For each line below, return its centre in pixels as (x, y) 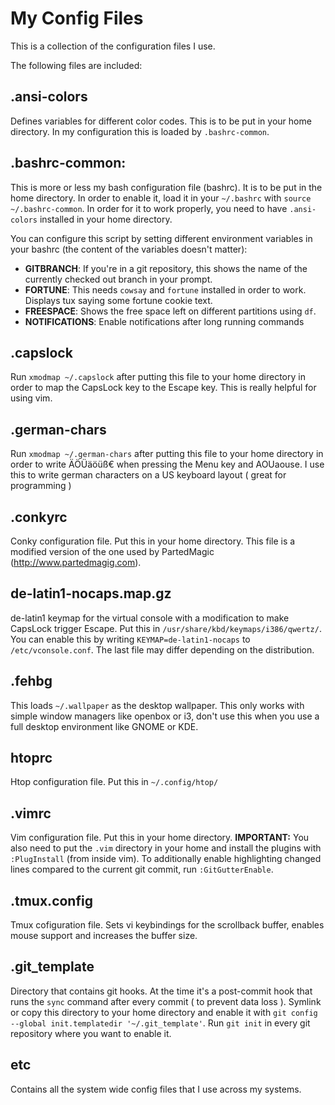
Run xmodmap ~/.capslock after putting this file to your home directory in (158, 377)
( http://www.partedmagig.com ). (76, 562)
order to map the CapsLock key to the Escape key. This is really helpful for (163, 388)
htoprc (31, 758)
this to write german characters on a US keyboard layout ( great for (148, 475)
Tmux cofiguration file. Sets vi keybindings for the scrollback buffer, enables (167, 925)
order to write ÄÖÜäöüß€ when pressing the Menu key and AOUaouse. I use (167, 464)
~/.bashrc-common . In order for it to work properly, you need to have (149, 208)
